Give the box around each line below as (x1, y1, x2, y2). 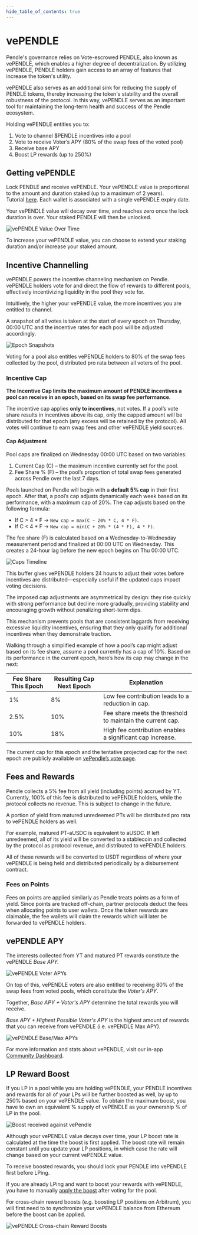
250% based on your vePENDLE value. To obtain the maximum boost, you (6, 1097, 186, 1104)
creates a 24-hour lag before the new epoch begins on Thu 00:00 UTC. (6, 547, 180, 554)
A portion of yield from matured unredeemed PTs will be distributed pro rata (6, 811, 190, 818)
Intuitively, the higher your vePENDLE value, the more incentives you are (6, 300, 181, 307)
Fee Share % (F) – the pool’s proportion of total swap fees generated (14, 468, 181, 476)
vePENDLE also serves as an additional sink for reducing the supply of (6, 84, 177, 91)
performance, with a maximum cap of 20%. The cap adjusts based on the (6, 499, 186, 506)
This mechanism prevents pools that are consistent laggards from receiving (6, 617, 190, 625)
